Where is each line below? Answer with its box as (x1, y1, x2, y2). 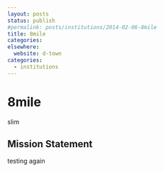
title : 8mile (7, 30, 46, 38)
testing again (7, 157, 45, 166)
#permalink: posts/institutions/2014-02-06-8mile (7, 23, 158, 31)
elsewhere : (7, 43, 40, 50)
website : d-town (13, 50, 62, 58)
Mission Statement (7, 138, 93, 150)
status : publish (7, 17, 55, 24)
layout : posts (7, 10, 50, 18)
